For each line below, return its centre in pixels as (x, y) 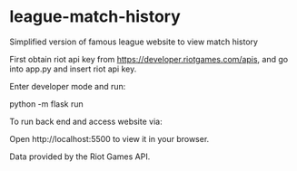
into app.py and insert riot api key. (73, 69)
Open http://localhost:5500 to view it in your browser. (109, 138)
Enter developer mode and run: (68, 86)
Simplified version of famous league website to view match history (134, 42)
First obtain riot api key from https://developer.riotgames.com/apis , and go (149, 59)
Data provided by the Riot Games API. (80, 157)
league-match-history (95, 17)
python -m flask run (46, 104)
